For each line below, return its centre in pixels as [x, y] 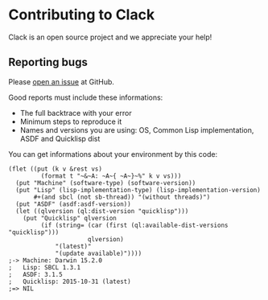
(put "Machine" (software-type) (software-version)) [106, 183]
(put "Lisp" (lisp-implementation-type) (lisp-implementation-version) [138, 190]
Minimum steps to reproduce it [71, 121]
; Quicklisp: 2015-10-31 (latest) [70, 282]
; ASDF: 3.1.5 [35, 274]
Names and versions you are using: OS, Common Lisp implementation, [137, 129]
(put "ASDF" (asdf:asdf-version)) [73, 204]
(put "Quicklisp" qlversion [70, 218]
